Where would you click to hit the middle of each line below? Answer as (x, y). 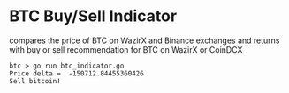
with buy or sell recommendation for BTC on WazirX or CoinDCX (126, 49)
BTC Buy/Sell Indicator (93, 16)
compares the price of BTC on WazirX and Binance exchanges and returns (144, 40)
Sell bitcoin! (35, 81)
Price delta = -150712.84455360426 (76, 73)
